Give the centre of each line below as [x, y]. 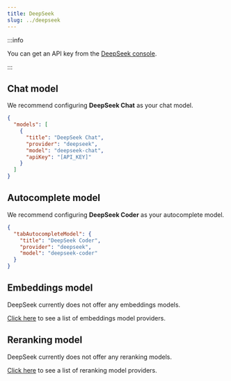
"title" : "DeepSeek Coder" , [60, 241]
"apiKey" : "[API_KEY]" [58, 157]
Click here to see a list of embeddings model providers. [86, 318]
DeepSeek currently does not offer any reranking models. [90, 357]
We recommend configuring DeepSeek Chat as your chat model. [100, 106]
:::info [15, 40]
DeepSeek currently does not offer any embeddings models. [94, 305]
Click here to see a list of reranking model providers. [82, 370]
